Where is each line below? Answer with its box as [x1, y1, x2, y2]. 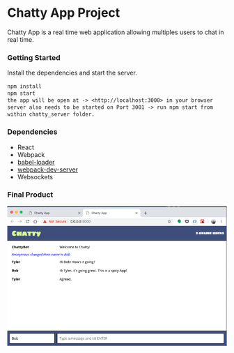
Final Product [7, 190, 54, 200]
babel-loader [17, 158, 55, 166]
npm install [7, 83, 42, 90]
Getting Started [7, 52, 61, 62]
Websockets [17, 172, 54, 181]
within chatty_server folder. [7, 111, 95, 118]
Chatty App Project [7, 5, 120, 21]
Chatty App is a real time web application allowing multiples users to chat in [7, 28, 224, 36]
